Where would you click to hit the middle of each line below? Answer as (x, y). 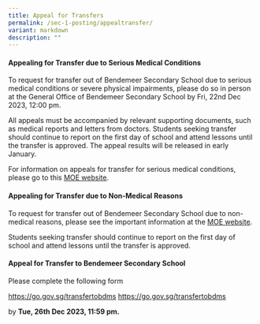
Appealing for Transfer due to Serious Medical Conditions (104, 62)
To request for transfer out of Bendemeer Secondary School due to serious (130, 80)
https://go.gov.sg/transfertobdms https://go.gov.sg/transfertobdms (117, 296)
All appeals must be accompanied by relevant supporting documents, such (130, 121)
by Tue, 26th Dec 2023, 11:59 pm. (64, 311)
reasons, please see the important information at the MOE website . (144, 222)
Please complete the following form (66, 281)
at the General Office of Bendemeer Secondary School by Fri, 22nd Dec (125, 97)
